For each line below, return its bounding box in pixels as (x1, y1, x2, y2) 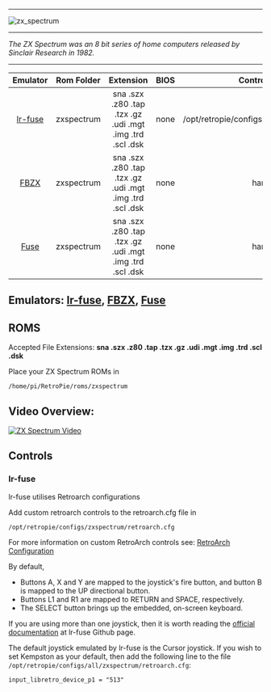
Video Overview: (8, 404, 95, 418)
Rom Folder (56, 74, 101, 86)
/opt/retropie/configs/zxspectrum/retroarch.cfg (8, 523, 175, 531)
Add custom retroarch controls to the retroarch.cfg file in (8, 507, 197, 517)
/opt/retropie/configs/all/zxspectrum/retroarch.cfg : (8, 660, 191, 669)
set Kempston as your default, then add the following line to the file (8, 652, 231, 661)
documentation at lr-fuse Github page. (8, 627, 135, 637)
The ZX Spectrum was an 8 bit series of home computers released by (8, 40, 240, 49)
